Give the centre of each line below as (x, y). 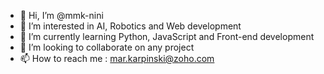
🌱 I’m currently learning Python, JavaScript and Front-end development (167, 36)
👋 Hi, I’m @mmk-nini (61, 15)
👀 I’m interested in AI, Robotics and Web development (130, 26)
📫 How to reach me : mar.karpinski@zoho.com (117, 58)
